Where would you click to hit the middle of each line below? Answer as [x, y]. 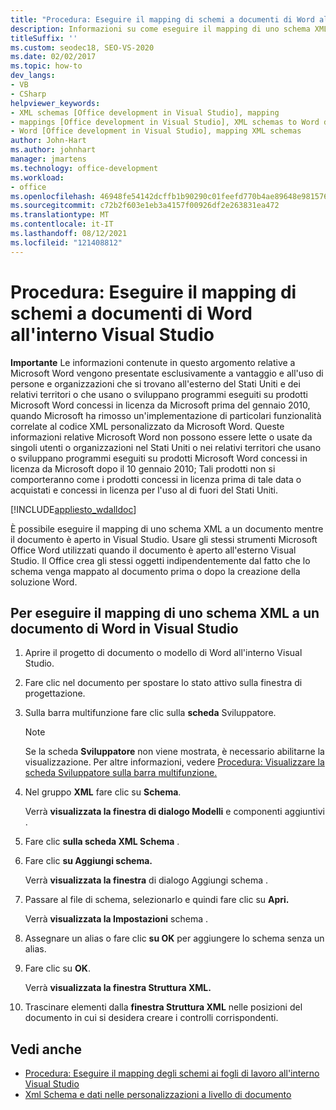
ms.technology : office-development [84, 168]
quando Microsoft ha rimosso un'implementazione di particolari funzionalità [166, 415]
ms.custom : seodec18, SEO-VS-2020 [82, 47]
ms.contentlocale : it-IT [62, 224]
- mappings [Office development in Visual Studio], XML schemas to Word [165, 122]
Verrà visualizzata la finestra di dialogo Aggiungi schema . [146, 880]
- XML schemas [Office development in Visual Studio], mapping [145, 112]
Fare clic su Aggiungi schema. [88, 861]
